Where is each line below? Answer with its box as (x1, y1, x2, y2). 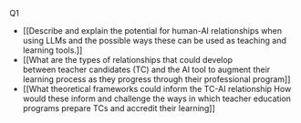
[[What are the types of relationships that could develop (22, 55, 234, 65)
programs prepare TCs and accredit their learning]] (22, 103, 216, 113)
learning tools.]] (22, 45, 83, 56)
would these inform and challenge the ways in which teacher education (22, 93, 292, 104)
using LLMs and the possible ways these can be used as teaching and (22, 36, 287, 46)
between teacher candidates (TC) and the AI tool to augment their (22, 64, 271, 75)
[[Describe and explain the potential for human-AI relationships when (22, 26, 283, 36)
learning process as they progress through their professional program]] (22, 74, 291, 85)
